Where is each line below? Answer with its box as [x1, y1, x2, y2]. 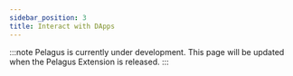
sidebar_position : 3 [9, 13, 88, 23]
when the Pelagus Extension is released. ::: [9, 56, 169, 67]
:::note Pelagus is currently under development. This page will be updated [9, 46, 285, 57]
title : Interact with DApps [9, 22, 116, 31]
